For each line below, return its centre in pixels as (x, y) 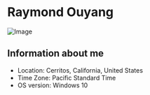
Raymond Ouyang (61, 12)
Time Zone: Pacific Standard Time (67, 78)
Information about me (55, 53)
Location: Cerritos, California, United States (80, 70)
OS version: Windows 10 (53, 85)
